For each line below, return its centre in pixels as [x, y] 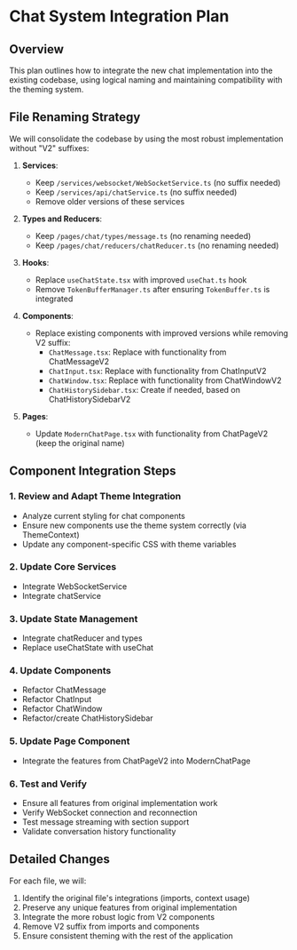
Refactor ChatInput [57, 699]
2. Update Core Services [63, 567]
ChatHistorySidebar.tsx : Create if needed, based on [145, 389]
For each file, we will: [48, 881]
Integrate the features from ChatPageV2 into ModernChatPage [136, 761]
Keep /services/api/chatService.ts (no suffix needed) [136, 192]
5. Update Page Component [70, 741]
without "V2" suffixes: [49, 148]
